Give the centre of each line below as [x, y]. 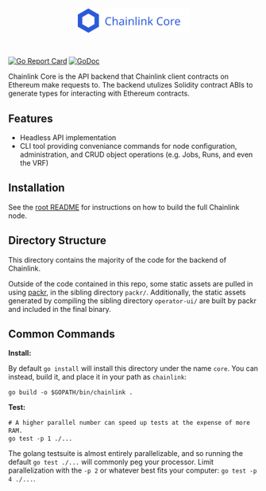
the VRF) [34, 162]
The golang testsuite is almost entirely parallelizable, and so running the [126, 454]
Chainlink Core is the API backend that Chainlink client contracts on [118, 76]
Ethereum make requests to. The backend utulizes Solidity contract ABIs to [131, 85]
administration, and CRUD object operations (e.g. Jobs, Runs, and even [136, 154]
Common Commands [62, 334]
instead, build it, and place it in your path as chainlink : [97, 377]
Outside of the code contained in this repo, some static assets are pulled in [131, 283]
